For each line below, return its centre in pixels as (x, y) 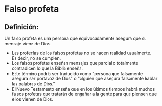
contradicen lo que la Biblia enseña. (47, 68)
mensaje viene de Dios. (28, 44)
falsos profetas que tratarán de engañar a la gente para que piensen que (84, 94)
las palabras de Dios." (33, 84)
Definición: (22, 27)
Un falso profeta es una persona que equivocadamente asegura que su (76, 38)
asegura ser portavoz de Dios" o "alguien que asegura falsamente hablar (84, 79)
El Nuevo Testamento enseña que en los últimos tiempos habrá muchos (83, 89)
